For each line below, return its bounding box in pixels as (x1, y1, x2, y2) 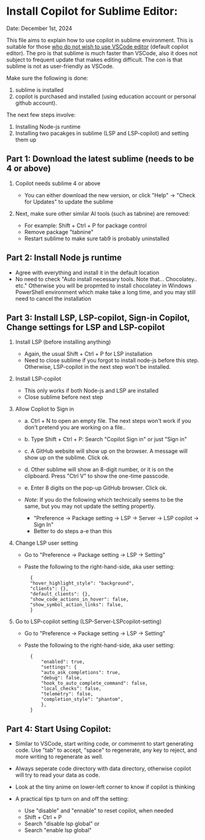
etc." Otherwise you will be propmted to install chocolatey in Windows (15, 282, 192, 289)
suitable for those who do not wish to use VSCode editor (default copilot (6, 43, 188, 50)
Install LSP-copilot (15, 375, 61, 382)
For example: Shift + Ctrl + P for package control (24, 222, 147, 229)
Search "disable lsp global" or (24, 820, 100, 828)
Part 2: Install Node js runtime (6, 252, 122, 263)
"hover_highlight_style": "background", (29, 580, 135, 586)
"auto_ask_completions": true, (40, 670, 121, 676)
